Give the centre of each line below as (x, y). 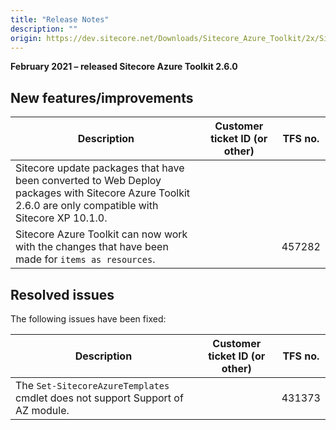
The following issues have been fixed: (88, 319)
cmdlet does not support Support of (99, 398)
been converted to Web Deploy (88, 181)
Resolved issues (62, 294)
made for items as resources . (85, 259)
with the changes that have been (92, 247)
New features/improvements (102, 97)
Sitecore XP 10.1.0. (61, 218)
